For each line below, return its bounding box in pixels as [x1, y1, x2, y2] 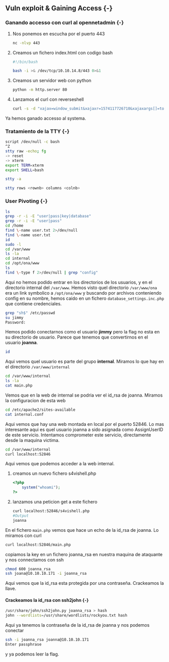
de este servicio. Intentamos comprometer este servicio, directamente [5, 431, 151, 438]
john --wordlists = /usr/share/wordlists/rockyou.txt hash [5, 613, 128, 618]
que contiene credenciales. [5, 300, 62, 307]
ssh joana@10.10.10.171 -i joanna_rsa [5, 571, 87, 576]
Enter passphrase [5, 642, 42, 647]
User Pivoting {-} [5, 198, 48, 205]
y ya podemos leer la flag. [5, 651, 60, 657]
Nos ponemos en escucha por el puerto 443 [12, 30, 105, 37]
